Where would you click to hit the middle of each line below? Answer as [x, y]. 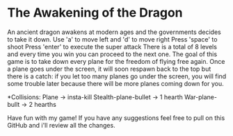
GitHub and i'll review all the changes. [62, 125]
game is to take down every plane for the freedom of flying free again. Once [116, 61]
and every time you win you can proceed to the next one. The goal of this [112, 54]
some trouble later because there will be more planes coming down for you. [115, 83]
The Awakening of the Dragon [95, 13]
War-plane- [201, 97]
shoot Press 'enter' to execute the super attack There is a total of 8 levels [112, 46]
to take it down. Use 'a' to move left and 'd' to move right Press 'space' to [112, 39]
